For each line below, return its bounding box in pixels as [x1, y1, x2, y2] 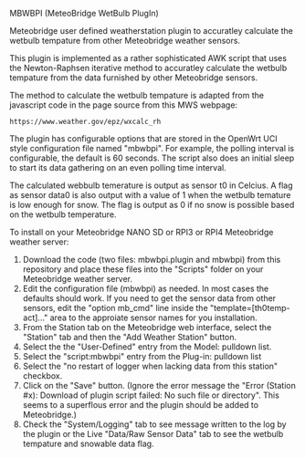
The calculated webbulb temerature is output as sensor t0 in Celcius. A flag [9, 180, 294, 191]
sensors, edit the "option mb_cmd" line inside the [22, 303, 208, 313]
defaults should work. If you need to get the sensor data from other [22, 293, 277, 304]
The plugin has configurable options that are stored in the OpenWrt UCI [9, 133, 278, 144]
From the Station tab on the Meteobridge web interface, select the [22, 322, 272, 332]
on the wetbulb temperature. [9, 209, 117, 220]
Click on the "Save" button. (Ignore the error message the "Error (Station [22, 380, 297, 390]
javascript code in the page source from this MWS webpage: [9, 99, 238, 110]
